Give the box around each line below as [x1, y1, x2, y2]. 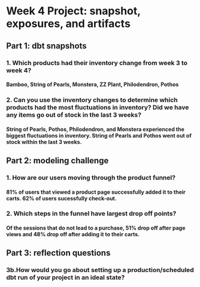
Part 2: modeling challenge [6, 155, 109, 166]
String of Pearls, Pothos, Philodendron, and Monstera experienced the [6, 126, 184, 133]
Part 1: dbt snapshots [6, 41, 87, 51]
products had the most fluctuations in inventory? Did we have [6, 103, 189, 112]
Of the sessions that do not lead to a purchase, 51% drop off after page [6, 224, 186, 231]
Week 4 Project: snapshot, [6, 4, 141, 18]
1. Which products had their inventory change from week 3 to [6, 59, 187, 67]
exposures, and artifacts [6, 17, 131, 30]
